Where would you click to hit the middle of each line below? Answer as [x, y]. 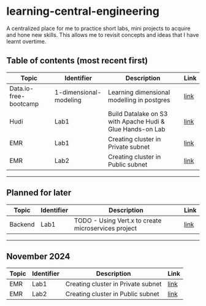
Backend [22, 224]
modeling [68, 100]
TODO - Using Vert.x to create [118, 221]
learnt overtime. [26, 41]
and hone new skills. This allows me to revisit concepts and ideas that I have [103, 34]
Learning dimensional [139, 92]
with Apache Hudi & [136, 121]
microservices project [105, 228]
